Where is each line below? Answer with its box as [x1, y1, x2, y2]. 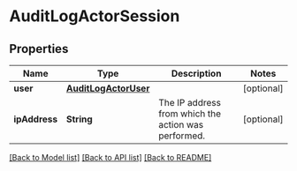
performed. [158, 130, 206, 142]
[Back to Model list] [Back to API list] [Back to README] [9, 152, 212, 162]
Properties [9, 41, 69, 56]
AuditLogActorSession [9, 6, 180, 26]
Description [171, 68, 222, 79]
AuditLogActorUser [65, 82, 150, 94]
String [65, 113, 93, 125]
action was [158, 119, 204, 130]
